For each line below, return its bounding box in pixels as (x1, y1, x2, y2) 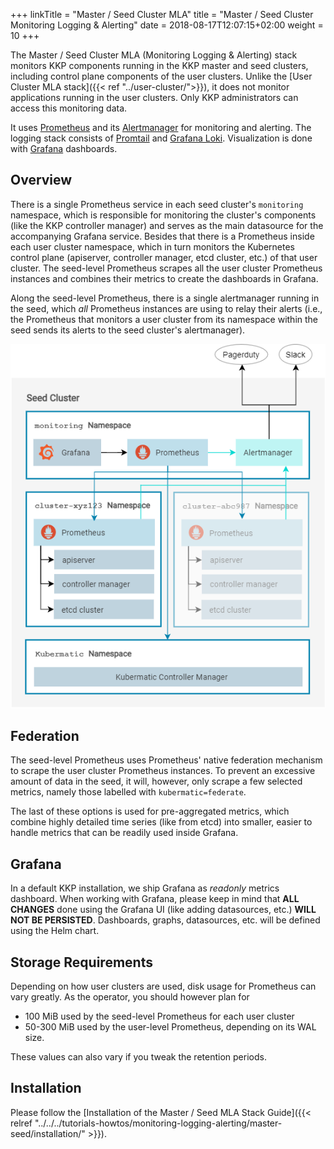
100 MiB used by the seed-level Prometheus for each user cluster (24, 1010, 295, 1023)
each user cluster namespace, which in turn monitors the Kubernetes (10, 240, 296, 253)
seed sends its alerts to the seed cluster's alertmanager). (10, 324, 246, 336)
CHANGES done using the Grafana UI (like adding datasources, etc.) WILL (10, 904, 317, 916)
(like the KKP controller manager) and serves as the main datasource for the (10, 219, 324, 231)
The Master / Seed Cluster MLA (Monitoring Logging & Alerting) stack (10, 49, 298, 61)
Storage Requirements (10, 954, 153, 971)
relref (10, 1117, 33, 1129)
